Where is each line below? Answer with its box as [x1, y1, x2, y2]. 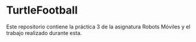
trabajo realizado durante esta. [6, 29, 82, 36]
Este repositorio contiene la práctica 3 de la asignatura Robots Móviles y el [6, 23, 191, 30]
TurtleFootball [6, 4, 78, 17]
